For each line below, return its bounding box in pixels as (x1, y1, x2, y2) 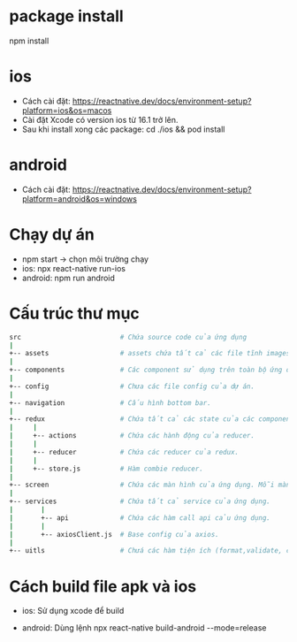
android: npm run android (21, 272, 115, 283)
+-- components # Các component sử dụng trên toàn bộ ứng (9, 365, 283, 375)
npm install (9, 35, 49, 46)
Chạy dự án (9, 225, 95, 244)
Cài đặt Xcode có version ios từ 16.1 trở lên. (21, 114, 179, 125)
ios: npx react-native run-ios (21, 263, 126, 273)
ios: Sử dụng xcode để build (21, 606, 125, 616)
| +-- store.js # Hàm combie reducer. (9, 464, 203, 473)
